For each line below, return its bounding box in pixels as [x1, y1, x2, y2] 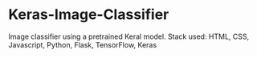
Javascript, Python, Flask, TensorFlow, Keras [8, 40, 157, 49]
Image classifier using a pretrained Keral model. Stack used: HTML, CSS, [8, 32, 250, 41]
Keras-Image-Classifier [8, 6, 169, 24]
